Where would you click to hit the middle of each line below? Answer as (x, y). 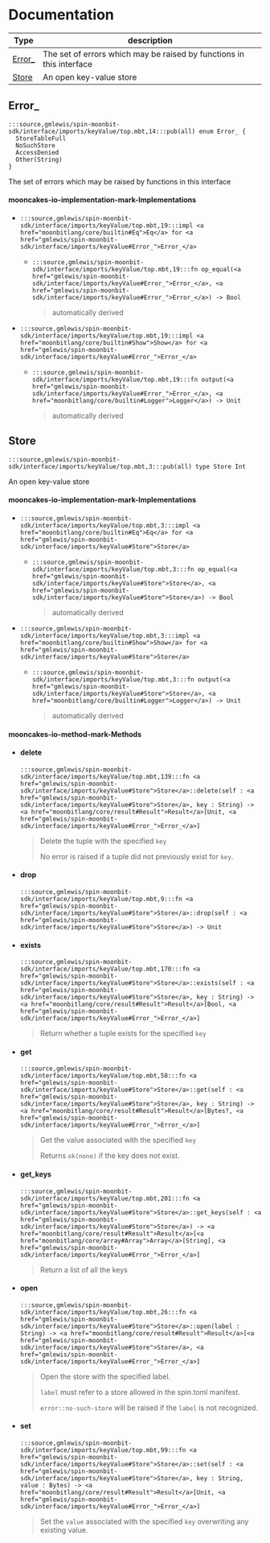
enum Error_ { (223, 131)
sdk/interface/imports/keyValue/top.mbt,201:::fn (105, 1198)
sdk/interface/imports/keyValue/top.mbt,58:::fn (103, 1076)
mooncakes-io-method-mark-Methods (75, 734)
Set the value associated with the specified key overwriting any (144, 1521)
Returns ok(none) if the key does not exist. (110, 1156)
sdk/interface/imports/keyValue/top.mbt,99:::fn (103, 1450)
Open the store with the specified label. (105, 1376)
